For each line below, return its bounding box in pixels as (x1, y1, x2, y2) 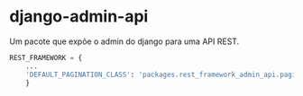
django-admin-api (9, 6, 149, 27)
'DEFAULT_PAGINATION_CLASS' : (25, 70, 135, 79)
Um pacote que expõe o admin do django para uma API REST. (9, 36, 240, 47)
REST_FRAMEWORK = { (9, 53, 83, 62)
